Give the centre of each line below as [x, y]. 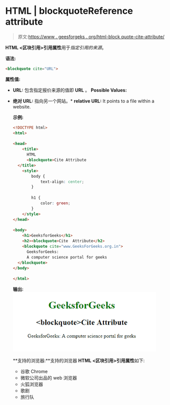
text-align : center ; [62, 182]
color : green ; [55, 203]
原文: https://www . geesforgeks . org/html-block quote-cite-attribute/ [91, 36]
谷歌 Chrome [34, 372]
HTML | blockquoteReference [69, 11]
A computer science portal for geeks [67, 257]
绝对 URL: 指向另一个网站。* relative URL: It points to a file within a [83, 101]
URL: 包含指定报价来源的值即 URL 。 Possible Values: [70, 90]
